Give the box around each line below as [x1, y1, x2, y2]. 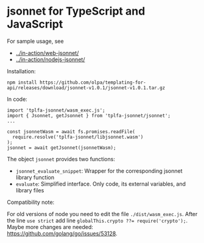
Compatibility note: [7, 198, 55, 206]
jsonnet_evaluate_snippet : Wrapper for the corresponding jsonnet [15, 167, 183, 175]
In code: [7, 95, 28, 103]
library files [15, 186, 44, 194]
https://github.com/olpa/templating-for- [39, 79, 147, 85]
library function [15, 173, 54, 181]
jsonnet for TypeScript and [7, 4, 146, 18]
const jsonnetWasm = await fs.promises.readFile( [7, 128, 136, 135]
